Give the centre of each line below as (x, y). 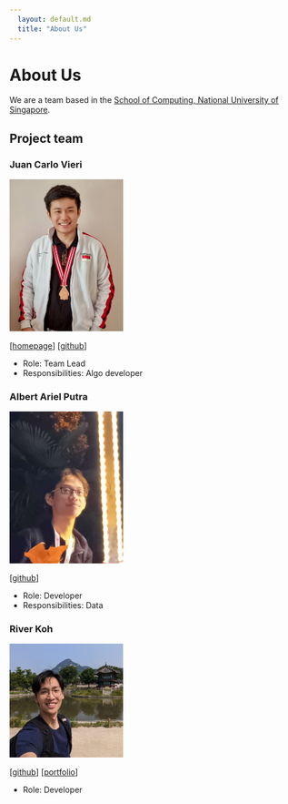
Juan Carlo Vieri (46, 164)
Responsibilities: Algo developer (83, 372)
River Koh (31, 628)
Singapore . (30, 110)
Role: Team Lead (54, 363)
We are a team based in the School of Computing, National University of (144, 100)
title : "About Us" (53, 29)
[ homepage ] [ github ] (49, 345)
